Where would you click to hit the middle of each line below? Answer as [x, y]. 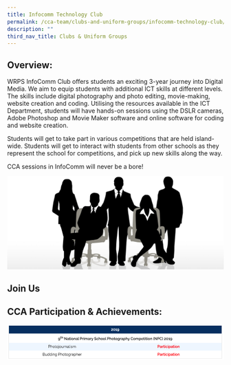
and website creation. [38, 125]
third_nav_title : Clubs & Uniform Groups [67, 36]
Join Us [24, 289]
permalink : [23, 22]
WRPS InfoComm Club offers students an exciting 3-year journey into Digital [115, 82]
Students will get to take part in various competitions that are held [100, 139]
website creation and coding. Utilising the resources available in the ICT [109, 104]
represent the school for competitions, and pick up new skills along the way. [115, 153]
